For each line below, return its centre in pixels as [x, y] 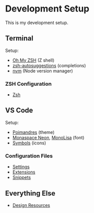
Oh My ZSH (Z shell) [33, 60]
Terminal [19, 38]
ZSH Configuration [28, 84]
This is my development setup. [37, 23]
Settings [21, 167]
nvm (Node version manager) [43, 71]
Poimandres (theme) [33, 132]
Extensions [24, 172]
